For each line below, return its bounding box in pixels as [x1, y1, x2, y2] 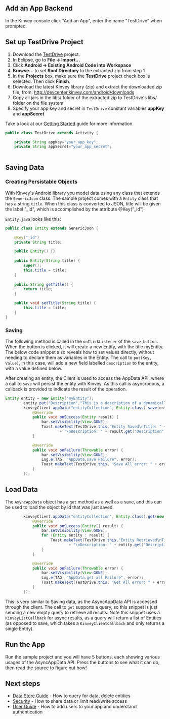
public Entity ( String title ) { [14, 258, 80, 263]
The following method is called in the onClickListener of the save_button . [5, 338, 158, 344]
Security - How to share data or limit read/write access [12, 698, 127, 704]
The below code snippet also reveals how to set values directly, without [5, 349, 154, 355]
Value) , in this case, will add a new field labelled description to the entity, [5, 359, 159, 366]
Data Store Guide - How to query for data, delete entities [12, 693, 131, 699]
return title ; [23, 287, 53, 292]
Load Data [5, 485, 38, 494]
